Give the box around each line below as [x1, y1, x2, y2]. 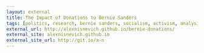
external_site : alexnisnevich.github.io [6, 32, 110, 38]
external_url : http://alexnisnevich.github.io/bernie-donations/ [6, 26, 175, 32]
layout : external [6, 9, 50, 15]
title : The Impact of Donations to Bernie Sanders [6, 15, 137, 21]
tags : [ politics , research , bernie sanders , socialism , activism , [6, 20, 178, 26]
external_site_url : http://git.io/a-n [6, 37, 104, 43]
